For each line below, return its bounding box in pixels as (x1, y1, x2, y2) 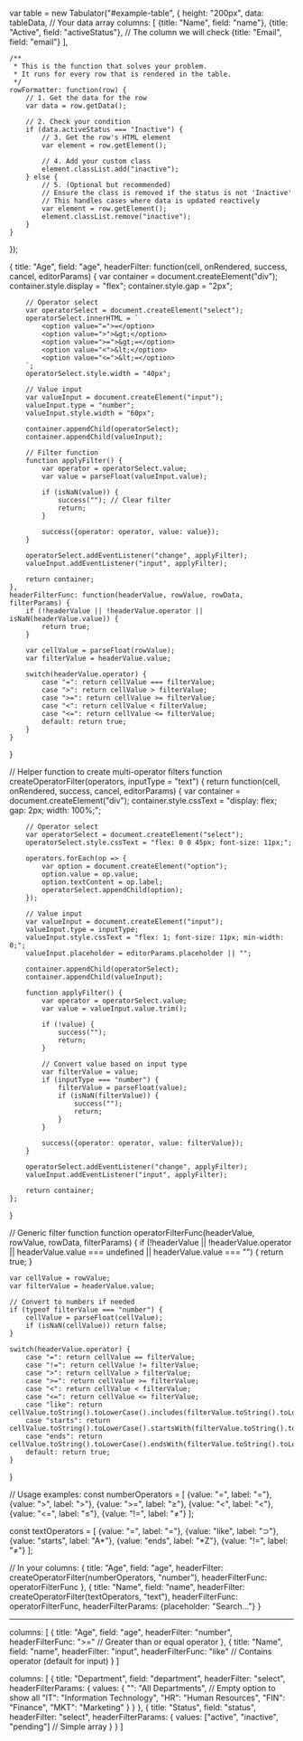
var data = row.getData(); (25, 101, 127, 110)
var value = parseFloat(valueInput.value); (41, 472, 207, 481)
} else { (25, 173, 59, 182)
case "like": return (25, 1400, 103, 1409)
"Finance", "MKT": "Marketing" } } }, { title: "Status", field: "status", (9, 1702, 257, 1712)
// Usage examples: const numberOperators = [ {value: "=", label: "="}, (9, 1489, 272, 1500)
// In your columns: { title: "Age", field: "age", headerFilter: (9, 1563, 224, 1573)
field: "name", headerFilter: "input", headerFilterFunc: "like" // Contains (9, 1646, 272, 1657)
